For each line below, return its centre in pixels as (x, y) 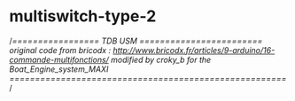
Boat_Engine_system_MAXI (59, 69)
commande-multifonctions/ (59, 59)
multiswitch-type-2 (83, 16)
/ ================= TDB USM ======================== (136, 41)
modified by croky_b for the (161, 59)
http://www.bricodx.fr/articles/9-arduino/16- (194, 50)
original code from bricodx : (60, 50)
